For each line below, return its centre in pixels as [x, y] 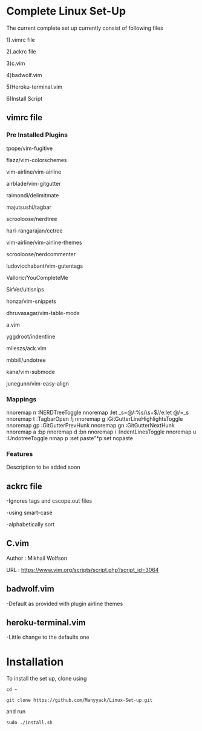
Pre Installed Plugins [37, 135]
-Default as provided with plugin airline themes [65, 603]
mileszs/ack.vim [26, 348]
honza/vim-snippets [31, 301]
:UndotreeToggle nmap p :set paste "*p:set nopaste [70, 438]
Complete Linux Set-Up [66, 11]
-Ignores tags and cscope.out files [49, 501]
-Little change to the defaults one [48, 637]
